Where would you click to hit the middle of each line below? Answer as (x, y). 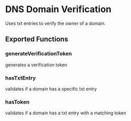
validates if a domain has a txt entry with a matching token (66, 113)
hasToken (17, 102)
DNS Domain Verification (58, 9)
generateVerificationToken (39, 54)
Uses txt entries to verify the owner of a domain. (55, 23)
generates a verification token (36, 65)
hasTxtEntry (21, 78)
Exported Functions (37, 39)
